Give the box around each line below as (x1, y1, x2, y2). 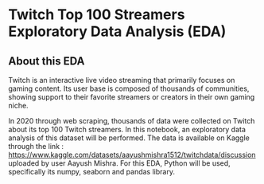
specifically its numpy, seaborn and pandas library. (8, 167, 175, 176)
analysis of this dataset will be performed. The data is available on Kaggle (8, 133, 250, 143)
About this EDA (8, 54, 85, 68)
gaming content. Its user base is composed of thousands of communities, (8, 84, 250, 93)
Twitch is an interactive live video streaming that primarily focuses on (8, 76, 235, 84)
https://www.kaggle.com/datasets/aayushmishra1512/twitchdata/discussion (8, 150, 256, 159)
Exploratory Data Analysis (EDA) (8, 22, 227, 41)
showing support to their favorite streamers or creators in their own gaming (8, 92, 255, 101)
